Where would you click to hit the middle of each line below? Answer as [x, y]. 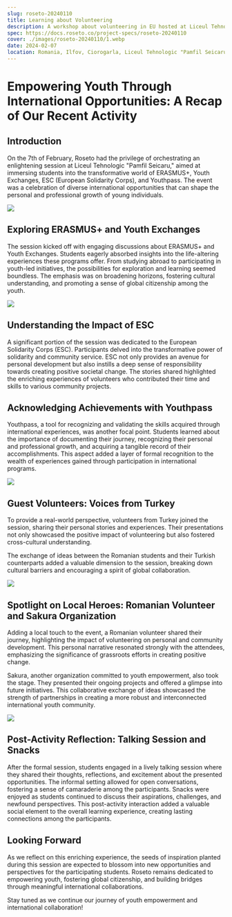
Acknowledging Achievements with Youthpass [110, 408]
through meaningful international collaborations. [76, 887]
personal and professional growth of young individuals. [85, 195]
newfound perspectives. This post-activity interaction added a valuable [108, 803]
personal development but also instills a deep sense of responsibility [105, 364]
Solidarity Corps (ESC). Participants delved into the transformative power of [115, 349]
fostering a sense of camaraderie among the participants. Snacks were [108, 789]
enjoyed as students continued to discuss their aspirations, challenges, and [114, 796]
